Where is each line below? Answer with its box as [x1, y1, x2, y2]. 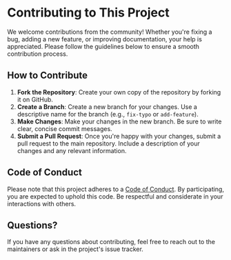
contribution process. [7, 50, 68, 58]
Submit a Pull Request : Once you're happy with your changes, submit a [17, 132, 221, 140]
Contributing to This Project [7, 5, 170, 21]
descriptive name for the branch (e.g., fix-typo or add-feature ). [17, 110, 199, 118]
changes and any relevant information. [17, 146, 127, 154]
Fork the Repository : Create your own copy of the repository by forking [17, 88, 221, 96]
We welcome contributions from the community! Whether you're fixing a [7, 28, 212, 36]
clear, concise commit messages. [17, 124, 112, 132]
